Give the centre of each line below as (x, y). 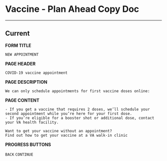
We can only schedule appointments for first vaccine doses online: (78, 91)
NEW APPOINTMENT (22, 54)
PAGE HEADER (20, 63)
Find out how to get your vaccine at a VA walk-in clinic (66, 135)
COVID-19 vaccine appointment (37, 73)
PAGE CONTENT (22, 100)
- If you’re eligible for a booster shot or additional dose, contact (80, 118)
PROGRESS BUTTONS (28, 144)
